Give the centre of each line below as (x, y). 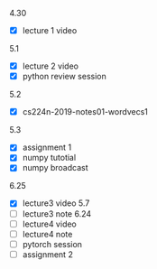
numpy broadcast (55, 168)
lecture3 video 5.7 (56, 203)
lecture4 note (47, 234)
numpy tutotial (49, 158)
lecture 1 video (50, 30)
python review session (64, 77)
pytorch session (52, 244)
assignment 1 (47, 147)
